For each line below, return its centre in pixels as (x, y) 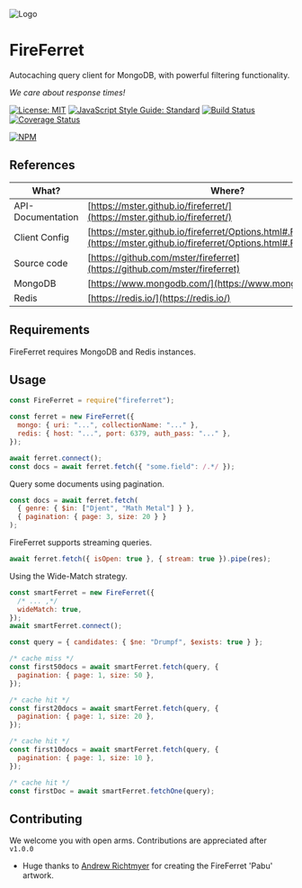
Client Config (42, 237)
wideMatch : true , (50, 609)
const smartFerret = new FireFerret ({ (82, 592)
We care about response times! (67, 92)
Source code (41, 263)
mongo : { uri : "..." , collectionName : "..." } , (108, 426)
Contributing (46, 819)
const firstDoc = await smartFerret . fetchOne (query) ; (112, 791)
